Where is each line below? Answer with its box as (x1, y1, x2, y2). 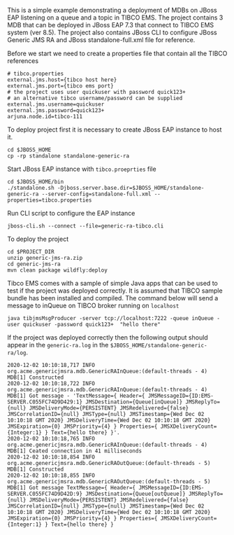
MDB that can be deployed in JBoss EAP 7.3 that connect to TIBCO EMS (7, 21, 214, 29)
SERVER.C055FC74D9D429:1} (7, 398, 82, 405)
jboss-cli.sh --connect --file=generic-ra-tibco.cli (7, 223, 164, 230)
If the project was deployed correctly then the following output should (7, 333, 208, 342)
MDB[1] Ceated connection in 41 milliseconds (7, 447, 142, 454)
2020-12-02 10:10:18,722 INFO (7, 380, 96, 387)
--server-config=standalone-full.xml (41, 190, 152, 197)
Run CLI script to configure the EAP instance (7, 209, 136, 217)
